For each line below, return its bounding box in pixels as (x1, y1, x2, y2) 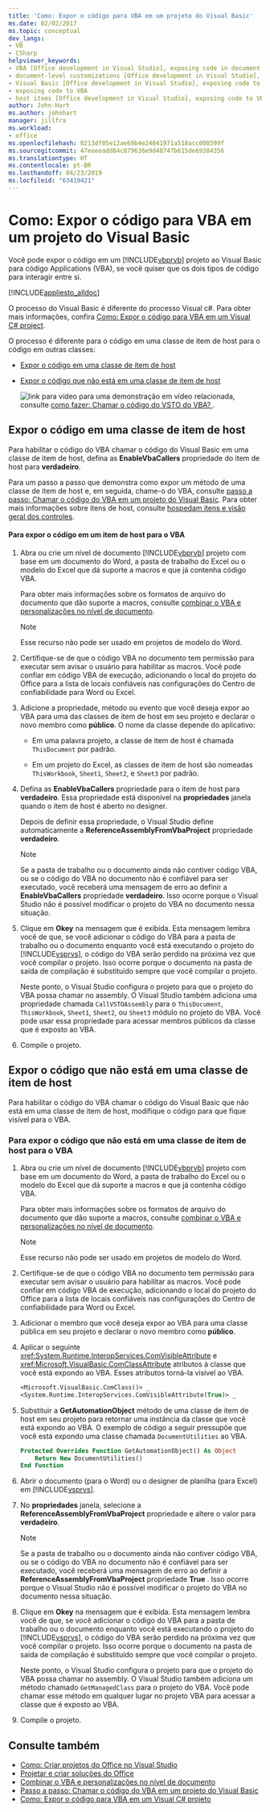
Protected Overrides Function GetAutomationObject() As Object (19, 1446, 237, 1454)
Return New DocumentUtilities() (35, 1454, 143, 1462)
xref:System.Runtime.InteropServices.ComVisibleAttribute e (19, 1351, 218, 1360)
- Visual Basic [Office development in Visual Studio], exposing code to (8, 79, 261, 87)
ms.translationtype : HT (8, 154, 88, 162)
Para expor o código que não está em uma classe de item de (8, 1135, 247, 1146)
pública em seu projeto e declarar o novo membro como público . (19, 1326, 235, 1336)
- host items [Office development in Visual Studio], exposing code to (8, 94, 253, 102)
